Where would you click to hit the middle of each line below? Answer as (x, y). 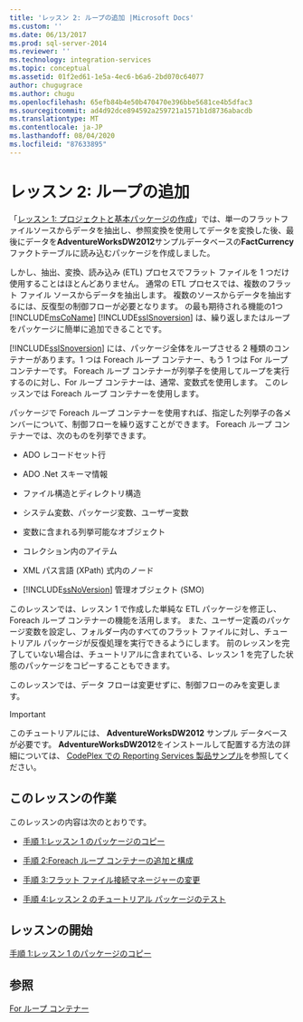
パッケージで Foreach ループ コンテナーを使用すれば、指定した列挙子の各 (147, 413)
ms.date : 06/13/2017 (48, 34)
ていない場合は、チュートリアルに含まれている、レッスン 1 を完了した (156, 654)
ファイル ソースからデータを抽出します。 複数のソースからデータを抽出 (152, 295)
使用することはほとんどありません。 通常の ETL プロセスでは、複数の (139, 283)
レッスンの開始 (51, 930)
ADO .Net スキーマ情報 (65, 473)
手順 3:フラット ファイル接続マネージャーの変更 (111, 880)
